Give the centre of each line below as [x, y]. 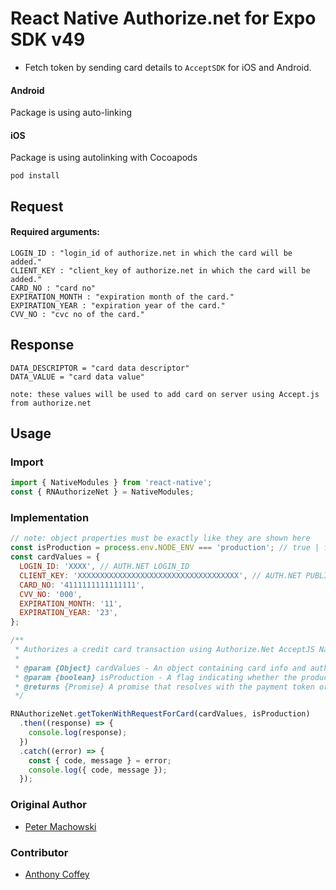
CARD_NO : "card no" [53, 288]
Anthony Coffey [57, 874]
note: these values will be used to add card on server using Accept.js [165, 394]
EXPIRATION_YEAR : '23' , [68, 613]
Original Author [48, 805]
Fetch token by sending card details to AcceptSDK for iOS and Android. [168, 67]
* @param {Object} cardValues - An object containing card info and [160, 668]
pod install [35, 176]
